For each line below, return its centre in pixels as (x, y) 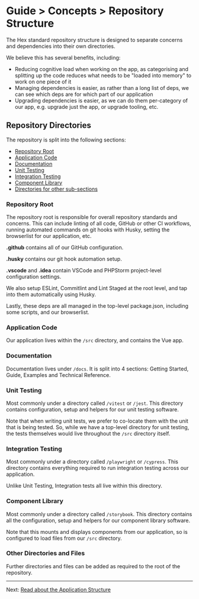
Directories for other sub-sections (56, 189)
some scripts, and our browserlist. (48, 313)
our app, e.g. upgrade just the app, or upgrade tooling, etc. (86, 107)
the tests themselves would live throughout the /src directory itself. (88, 433)
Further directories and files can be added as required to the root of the (93, 566)
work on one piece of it (43, 82)
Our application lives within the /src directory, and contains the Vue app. (95, 340)
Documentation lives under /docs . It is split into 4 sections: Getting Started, (97, 369)
